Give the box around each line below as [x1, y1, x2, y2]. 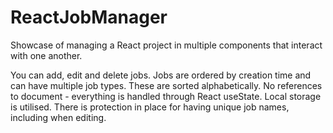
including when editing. [10, 111, 107, 123]
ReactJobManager [10, 6, 168, 29]
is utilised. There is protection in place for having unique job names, [10, 101, 290, 113]
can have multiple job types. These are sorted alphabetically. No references [10, 79, 323, 91]
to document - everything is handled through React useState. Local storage [10, 90, 322, 102]
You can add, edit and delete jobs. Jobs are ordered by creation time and [10, 69, 312, 81]
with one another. [10, 49, 83, 61]
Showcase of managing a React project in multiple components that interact [10, 39, 323, 51]
